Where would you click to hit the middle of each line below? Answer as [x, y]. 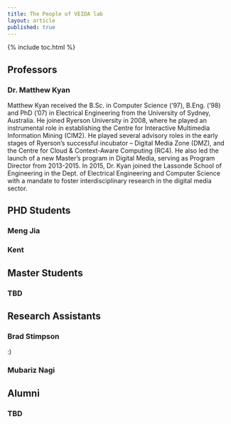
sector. [17, 188]
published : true [31, 27]
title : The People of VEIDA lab [55, 14]
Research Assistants [54, 316]
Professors [32, 69]
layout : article [31, 21]
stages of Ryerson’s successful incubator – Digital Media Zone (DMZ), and [116, 143]
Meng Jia [24, 231]
